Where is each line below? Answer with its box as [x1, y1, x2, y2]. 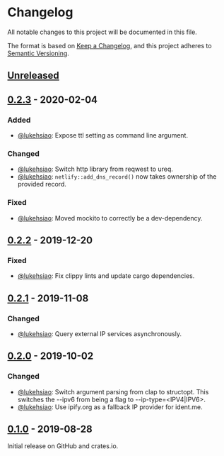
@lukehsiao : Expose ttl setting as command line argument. [17, 131, 189, 140]
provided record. [17, 180, 67, 189]
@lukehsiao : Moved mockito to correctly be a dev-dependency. [17, 213, 203, 222]
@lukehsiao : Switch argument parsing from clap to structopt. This [17, 387, 209, 396]
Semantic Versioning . [7, 49, 69, 57]
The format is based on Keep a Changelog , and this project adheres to [7, 41, 212, 50]
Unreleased [7, 69, 60, 82]
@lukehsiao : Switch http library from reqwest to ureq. [17, 165, 173, 174]
